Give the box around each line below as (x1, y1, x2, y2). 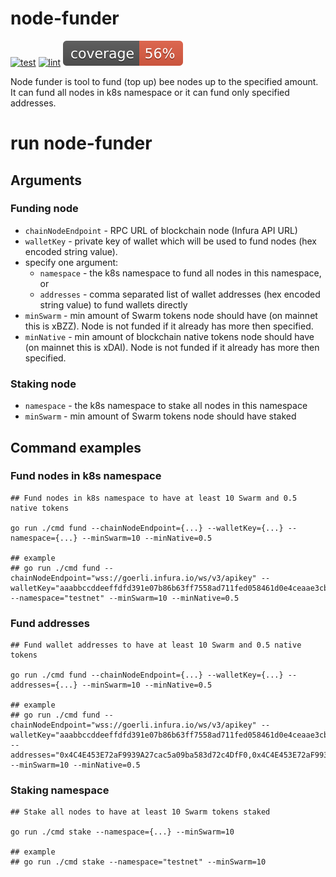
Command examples (10, 439, 142, 456)
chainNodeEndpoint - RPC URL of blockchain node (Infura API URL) (24, 224, 298, 236)
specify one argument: (24, 256, 119, 268)
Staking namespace (10, 783, 110, 797)
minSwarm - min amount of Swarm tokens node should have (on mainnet (24, 309, 318, 321)
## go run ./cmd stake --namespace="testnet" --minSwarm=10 (10, 857, 267, 867)
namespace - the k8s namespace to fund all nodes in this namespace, (39, 267, 322, 279)
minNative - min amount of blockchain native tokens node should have (24, 330, 315, 342)
